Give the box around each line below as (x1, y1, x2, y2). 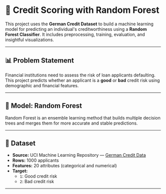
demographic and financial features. (5, 82, 79, 88)
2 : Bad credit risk (19, 179, 54, 185)
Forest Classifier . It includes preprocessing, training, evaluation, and (5, 31, 145, 37)
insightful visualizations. (5, 37, 54, 43)
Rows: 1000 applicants (12, 157, 59, 163)
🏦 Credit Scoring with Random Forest (5, 4, 160, 16)
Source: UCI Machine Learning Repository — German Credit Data (12, 152, 146, 158)
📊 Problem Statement (5, 57, 74, 65)
